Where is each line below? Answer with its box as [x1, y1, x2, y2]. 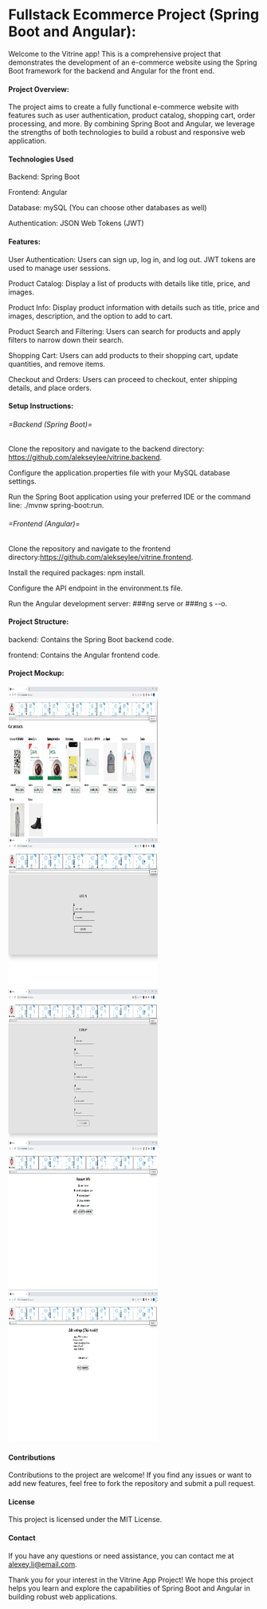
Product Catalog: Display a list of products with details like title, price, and [8, 278, 251, 288]
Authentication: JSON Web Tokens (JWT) [8, 218, 145, 228]
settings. [8, 477, 37, 487]
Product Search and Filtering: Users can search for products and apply [8, 326, 241, 336]
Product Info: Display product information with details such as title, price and [8, 302, 260, 312]
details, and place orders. [8, 383, 92, 392]
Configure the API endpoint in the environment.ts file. [8, 583, 183, 593]
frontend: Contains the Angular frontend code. [8, 650, 161, 660]
